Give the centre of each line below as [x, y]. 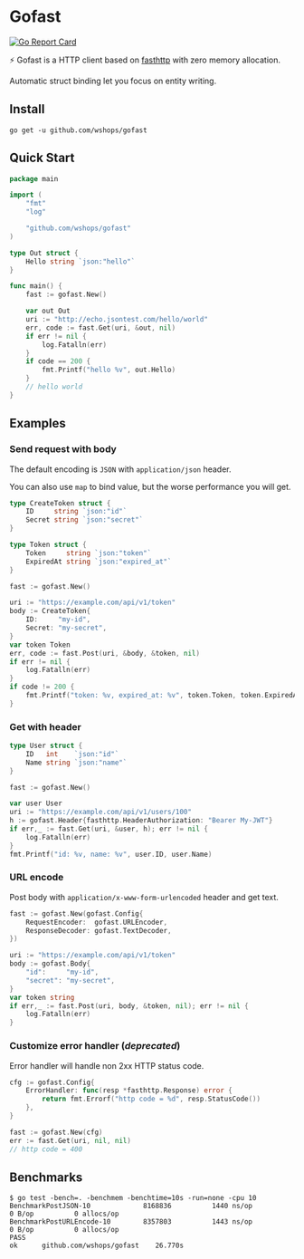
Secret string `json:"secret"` [85, 520]
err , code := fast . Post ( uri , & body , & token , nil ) [105, 653]
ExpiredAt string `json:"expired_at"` [99, 562]
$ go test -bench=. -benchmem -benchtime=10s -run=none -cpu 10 [133, 1198]
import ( [26, 195]
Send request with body [63, 449]
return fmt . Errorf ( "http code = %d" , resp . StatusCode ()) [151, 1099]
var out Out [48, 311]
